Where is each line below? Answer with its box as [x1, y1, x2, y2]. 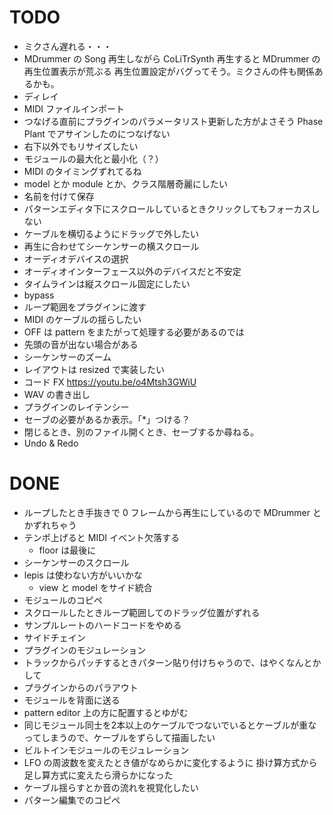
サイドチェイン [23, 631, 86, 643]
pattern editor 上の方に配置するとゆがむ [23, 706, 189, 718]
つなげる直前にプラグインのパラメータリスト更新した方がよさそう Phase [23, 115, 324, 127]
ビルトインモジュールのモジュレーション [23, 744, 190, 756]
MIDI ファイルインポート [23, 102, 126, 115]
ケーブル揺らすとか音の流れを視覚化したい [23, 781, 199, 793]
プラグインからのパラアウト [23, 681, 139, 693]
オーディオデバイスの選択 [23, 252, 129, 265]
